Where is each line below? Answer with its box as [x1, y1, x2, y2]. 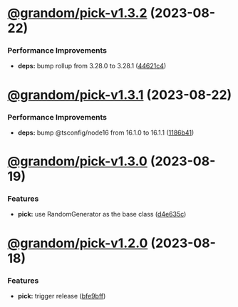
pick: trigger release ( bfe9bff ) [17, 291, 106, 300]
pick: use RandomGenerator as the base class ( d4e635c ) [17, 210, 187, 219]
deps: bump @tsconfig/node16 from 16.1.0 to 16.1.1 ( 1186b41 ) [17, 128, 195, 137]
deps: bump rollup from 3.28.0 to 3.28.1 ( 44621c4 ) [17, 62, 167, 71]
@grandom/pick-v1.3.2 [7, 5, 148, 21]
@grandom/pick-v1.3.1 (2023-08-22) [7, 87, 232, 103]
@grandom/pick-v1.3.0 [7, 153, 148, 170]
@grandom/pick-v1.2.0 [7, 235, 148, 251]
